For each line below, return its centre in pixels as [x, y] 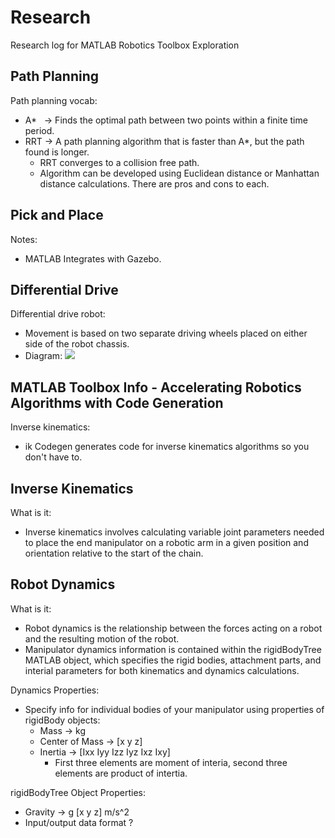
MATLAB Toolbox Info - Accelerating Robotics [156, 387]
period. [39, 130]
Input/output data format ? [79, 822]
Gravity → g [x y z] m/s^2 [77, 812]
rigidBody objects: [62, 720]
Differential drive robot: [58, 314]
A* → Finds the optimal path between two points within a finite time [166, 120]
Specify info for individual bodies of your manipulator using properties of [174, 709]
